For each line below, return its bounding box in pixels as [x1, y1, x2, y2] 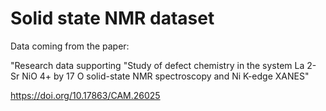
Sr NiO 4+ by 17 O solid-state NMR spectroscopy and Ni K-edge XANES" [10, 70, 310, 82]
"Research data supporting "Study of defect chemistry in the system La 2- [10, 59, 317, 71]
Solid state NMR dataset [10, 7, 215, 30]
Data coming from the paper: [10, 40, 130, 52]
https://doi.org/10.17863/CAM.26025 [10, 89, 161, 101]
